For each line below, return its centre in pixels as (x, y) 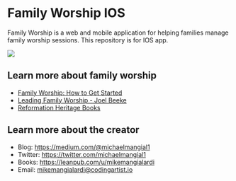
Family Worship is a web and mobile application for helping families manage (118, 33)
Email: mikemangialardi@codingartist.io (75, 169)
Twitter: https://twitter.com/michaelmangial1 (82, 154)
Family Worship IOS (66, 13)
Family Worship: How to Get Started (70, 93)
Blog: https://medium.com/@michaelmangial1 (84, 147)
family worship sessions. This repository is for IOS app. (88, 40)
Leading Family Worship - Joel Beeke (72, 100)
